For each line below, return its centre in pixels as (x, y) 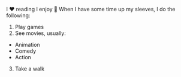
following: (18, 15)
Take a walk (30, 69)
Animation (27, 45)
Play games (29, 27)
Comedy (25, 51)
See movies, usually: (40, 33)
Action (23, 57)
